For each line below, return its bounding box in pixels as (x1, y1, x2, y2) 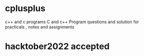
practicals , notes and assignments (5, 24, 75, 29)
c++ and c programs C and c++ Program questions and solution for (5, 19, 139, 25)
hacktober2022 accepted (5, 41, 110, 52)
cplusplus (5, 3, 46, 14)
